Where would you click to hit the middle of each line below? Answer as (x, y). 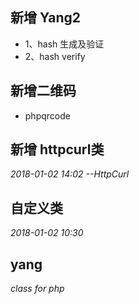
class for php (37, 289)
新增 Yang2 (45, 18)
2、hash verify (55, 56)
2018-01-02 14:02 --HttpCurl (70, 174)
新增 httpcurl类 (57, 149)
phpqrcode (47, 115)
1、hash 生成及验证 (64, 44)
